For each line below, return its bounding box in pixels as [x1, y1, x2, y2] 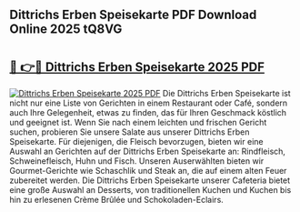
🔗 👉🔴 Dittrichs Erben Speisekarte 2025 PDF [9, 59, 265, 75]
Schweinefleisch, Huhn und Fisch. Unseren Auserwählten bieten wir [9, 156, 265, 167]
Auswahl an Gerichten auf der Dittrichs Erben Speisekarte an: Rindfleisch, [9, 146, 286, 156]
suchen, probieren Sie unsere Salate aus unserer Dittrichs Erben [9, 126, 250, 137]
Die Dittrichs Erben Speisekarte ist [162, 88, 291, 98]
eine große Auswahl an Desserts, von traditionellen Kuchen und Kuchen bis [9, 185, 292, 195]
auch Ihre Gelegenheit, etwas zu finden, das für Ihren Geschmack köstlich [9, 107, 287, 117]
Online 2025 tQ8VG [9, 22, 123, 37]
